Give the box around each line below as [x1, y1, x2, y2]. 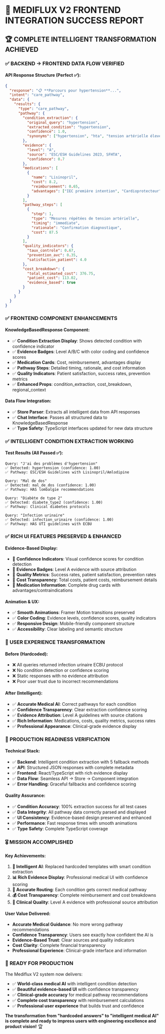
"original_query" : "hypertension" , [27, 120, 100, 125]
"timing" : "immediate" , [31, 220, 80, 225]
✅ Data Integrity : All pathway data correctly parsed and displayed [12, 809, 146, 815]
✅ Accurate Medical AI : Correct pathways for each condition [12, 701, 137, 707]
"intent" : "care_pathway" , [9, 93, 65, 97]
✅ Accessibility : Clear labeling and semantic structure [12, 626, 123, 632]
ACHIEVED [5, 45, 39, 54]
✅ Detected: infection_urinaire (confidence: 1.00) [5, 517, 114, 522]
